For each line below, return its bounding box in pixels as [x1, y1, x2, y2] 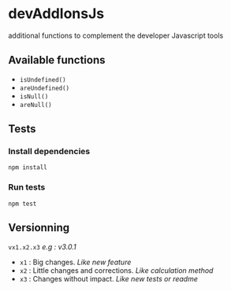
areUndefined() [19, 84, 70, 92]
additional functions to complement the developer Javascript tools [8, 31, 224, 40]
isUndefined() [19, 76, 66, 83]
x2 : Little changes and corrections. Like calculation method [19, 265, 214, 275]
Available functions [8, 53, 106, 67]
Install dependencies [8, 146, 91, 157]
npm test [8, 200, 37, 208]
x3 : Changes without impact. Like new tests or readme [19, 274, 199, 283]
